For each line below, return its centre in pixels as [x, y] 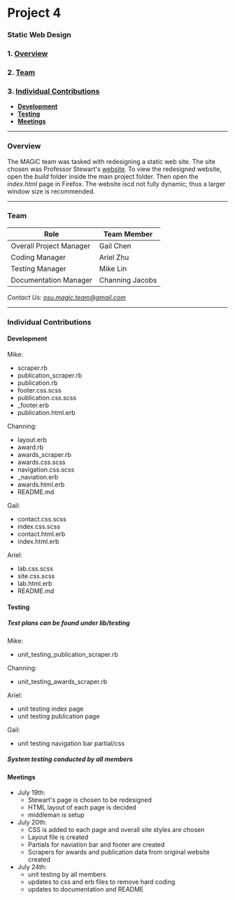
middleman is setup [56, 815]
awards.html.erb [41, 484]
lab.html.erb [35, 583]
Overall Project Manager [51, 245]
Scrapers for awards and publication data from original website [119, 852]
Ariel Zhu [114, 257]
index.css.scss [39, 526]
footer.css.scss [39, 390]
